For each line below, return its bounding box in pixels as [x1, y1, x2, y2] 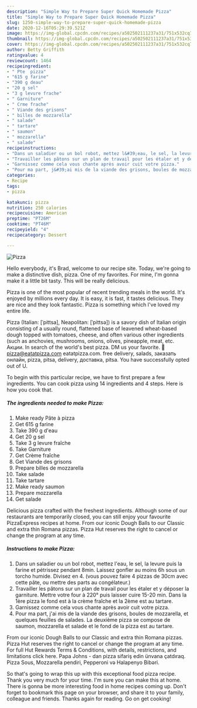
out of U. [6, 362, 28, 369]
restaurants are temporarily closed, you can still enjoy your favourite [6, 513, 171, 520]
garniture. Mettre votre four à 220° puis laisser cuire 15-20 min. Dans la [15, 591, 187, 598]
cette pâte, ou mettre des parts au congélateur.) [15, 579, 131, 586]
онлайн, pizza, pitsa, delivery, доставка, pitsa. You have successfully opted [6, 356, 189, 363]
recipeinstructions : [6, 145, 57, 151]
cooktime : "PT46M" [6, 221, 51, 227]
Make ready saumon [15, 483, 65, 490]
